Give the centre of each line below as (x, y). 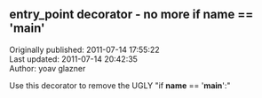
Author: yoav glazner (48, 68)
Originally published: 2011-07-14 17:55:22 (84, 49)
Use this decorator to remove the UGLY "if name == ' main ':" (120, 85)
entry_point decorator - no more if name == (131, 15)
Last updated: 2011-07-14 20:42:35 (73, 59)
